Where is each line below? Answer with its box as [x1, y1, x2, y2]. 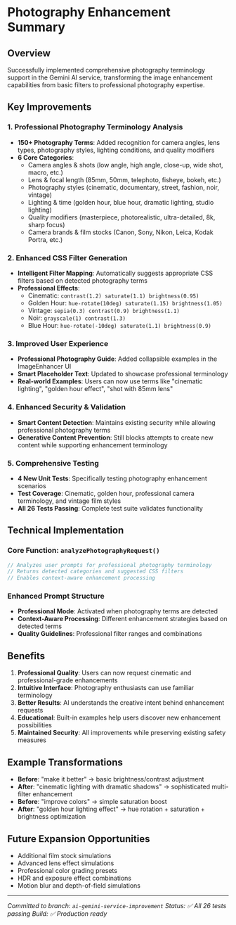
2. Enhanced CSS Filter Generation [7, 253, 128, 262]
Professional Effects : [17, 283, 80, 292]
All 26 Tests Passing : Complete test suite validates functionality [17, 504, 204, 512]
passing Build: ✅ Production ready [7, 909, 107, 918]
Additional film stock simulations [17, 851, 112, 860]
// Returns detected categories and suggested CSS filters [7, 568, 184, 575]
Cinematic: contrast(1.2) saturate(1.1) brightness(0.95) [27, 291, 199, 300]
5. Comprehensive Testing [7, 458, 100, 468]
